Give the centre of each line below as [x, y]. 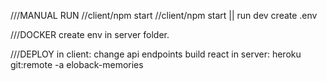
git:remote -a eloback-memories [77, 64]
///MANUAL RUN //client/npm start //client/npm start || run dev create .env [164, 15]
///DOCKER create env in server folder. [90, 34]
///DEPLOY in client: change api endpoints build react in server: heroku [156, 54]
